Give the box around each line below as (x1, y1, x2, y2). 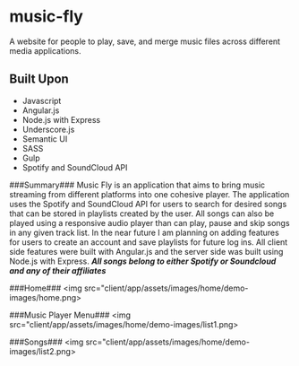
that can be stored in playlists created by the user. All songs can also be (9, 208, 275, 219)
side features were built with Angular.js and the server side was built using (9, 246, 284, 257)
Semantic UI (21, 133, 68, 144)
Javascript (21, 95, 62, 106)
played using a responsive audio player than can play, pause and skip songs (9, 217, 290, 228)
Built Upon (9, 72, 69, 87)
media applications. (9, 45, 82, 56)
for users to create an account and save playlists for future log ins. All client (9, 236, 288, 248)
